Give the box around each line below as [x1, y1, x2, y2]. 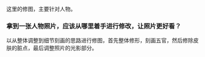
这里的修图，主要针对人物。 [6, 5, 76, 12]
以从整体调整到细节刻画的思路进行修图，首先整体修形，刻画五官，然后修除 [6, 37, 193, 44]
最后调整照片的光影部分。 [32, 44, 98, 52]
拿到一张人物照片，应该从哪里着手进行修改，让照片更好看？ [6, 22, 182, 30]
